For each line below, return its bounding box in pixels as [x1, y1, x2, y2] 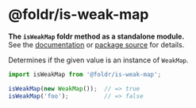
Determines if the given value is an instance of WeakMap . [8, 55, 189, 65]
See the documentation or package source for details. [8, 39, 185, 49]
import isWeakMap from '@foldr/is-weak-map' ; [8, 70, 161, 78]
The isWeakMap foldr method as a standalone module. [8, 32, 185, 41]
